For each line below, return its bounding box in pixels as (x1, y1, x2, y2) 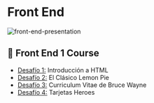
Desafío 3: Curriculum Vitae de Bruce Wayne (17, 81, 147, 89)
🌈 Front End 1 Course (7, 47, 99, 59)
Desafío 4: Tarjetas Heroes (17, 88, 95, 96)
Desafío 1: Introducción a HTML (17, 65, 108, 74)
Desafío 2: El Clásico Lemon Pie (17, 73, 110, 81)
